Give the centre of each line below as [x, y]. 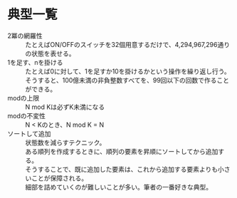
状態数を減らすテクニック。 [65, 142]
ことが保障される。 [59, 178]
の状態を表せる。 [50, 53]
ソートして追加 [29, 133]
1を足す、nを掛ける [35, 62]
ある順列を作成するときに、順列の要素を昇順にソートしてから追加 [122, 151]
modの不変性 [27, 115]
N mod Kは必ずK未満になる [65, 107]
